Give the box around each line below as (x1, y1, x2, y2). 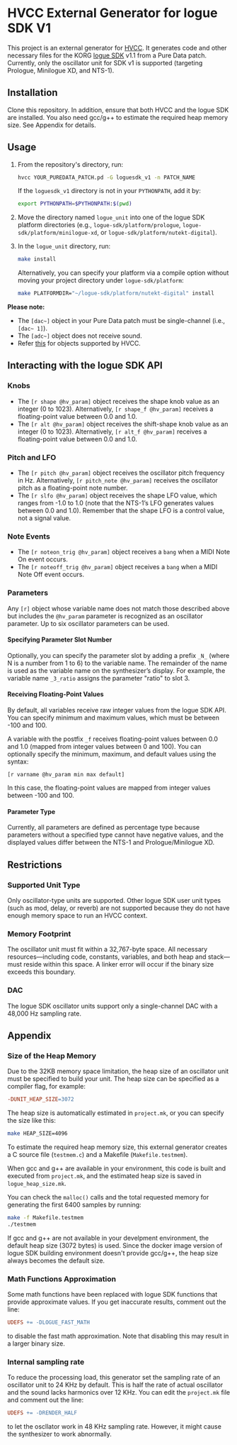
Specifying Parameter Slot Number (7, 635, 112, 644)
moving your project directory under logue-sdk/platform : (17, 276, 184, 285)
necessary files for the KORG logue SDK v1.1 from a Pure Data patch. (7, 51, 207, 60)
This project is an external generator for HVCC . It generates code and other (7, 43, 228, 52)
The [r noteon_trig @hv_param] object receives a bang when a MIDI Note (17, 548, 231, 556)
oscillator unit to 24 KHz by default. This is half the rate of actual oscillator (7, 1380, 224, 1389)
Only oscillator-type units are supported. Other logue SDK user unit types (7, 896, 221, 904)
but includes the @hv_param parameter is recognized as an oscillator (7, 612, 203, 620)
